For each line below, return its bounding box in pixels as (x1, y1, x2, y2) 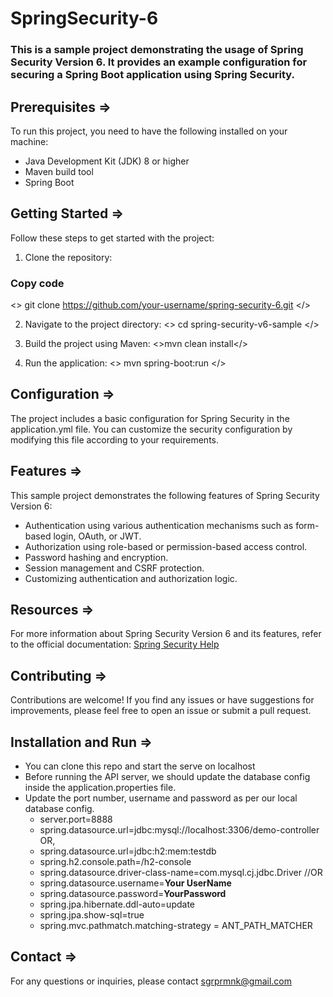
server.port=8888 (39, 813, 113, 826)
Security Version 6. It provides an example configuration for (10, 55, 308, 69)
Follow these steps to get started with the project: (10, 232, 215, 244)
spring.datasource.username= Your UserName (39, 877, 232, 889)
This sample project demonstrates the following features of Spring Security (10, 489, 320, 501)
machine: (10, 135, 49, 147)
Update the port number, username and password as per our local (24, 792, 298, 804)
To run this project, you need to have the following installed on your (10, 125, 288, 137)
